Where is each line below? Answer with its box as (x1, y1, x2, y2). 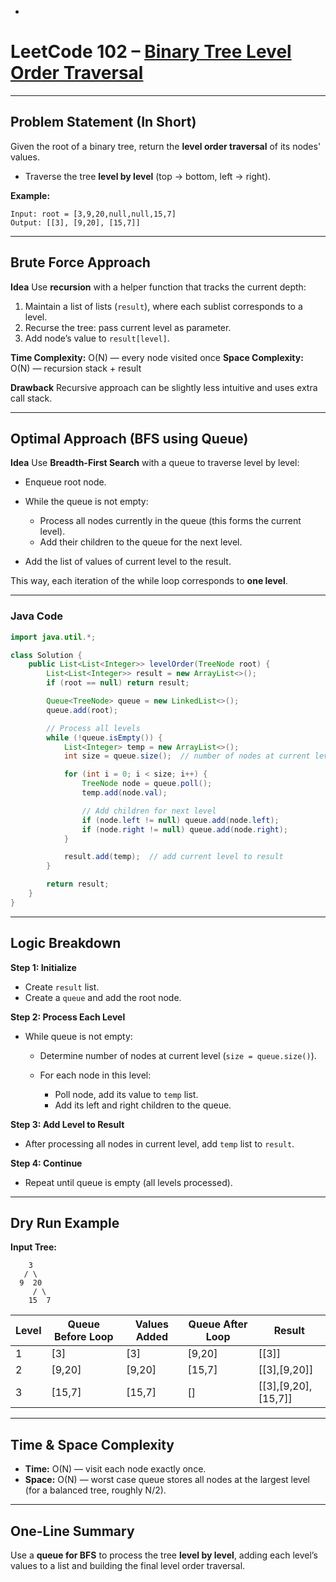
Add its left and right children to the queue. (54, 1099, 232, 1111)
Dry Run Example (10, 1215, 120, 1231)
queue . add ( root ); (46, 705, 118, 715)
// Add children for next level (81, 806, 217, 816)
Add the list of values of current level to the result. (24, 556, 232, 568)
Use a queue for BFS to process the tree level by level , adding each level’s (10, 1549, 318, 1561)
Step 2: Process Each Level (10, 1011, 126, 1023)
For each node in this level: (39, 1069, 152, 1081)
